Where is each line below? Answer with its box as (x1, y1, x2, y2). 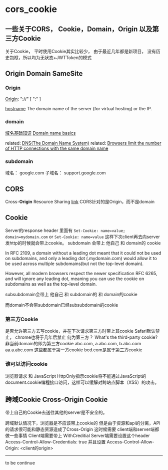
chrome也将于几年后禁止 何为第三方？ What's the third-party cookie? (14, 334, 158, 340)
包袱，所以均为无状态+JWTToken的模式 (9, 55, 92, 61)
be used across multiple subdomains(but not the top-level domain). (5, 261, 144, 267)
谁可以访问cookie (5, 361, 48, 368)
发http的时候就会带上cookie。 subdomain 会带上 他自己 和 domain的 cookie (5, 240, 161, 246)
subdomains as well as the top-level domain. (5, 281, 97, 287)
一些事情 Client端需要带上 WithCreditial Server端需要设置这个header (9, 432, 150, 439)
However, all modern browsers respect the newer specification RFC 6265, (5, 270, 157, 276)
